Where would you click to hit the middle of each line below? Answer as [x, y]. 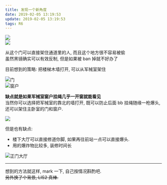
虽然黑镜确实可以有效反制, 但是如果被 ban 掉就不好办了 [62, 59]
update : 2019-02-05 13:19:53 [35, 19]
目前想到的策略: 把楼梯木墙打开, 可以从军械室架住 [55, 69]
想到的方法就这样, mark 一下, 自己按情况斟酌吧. [53, 171]
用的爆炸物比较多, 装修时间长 [42, 146]
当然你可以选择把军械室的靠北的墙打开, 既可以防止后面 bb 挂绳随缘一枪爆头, [83, 103]
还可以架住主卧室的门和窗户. [34, 109]
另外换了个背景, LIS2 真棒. [32, 178]
